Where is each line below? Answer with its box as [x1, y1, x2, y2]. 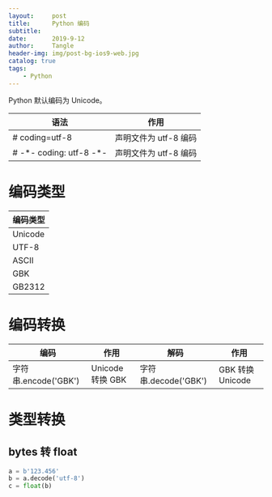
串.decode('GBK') [139, 375, 208, 386]
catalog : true [8, 57, 57, 66]
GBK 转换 [218, 363, 255, 375]
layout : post [8, 11, 67, 20]
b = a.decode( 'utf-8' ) [8, 474, 85, 482]
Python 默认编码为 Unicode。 [8, 95, 107, 105]
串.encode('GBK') [12, 375, 80, 386]
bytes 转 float [8, 445, 78, 459]
